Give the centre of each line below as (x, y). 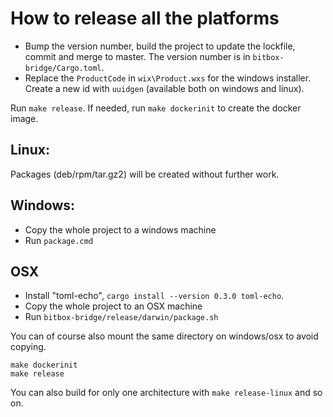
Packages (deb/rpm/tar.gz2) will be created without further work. (145, 174)
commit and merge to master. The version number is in (137, 56)
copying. (28, 347)
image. (24, 118)
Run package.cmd (59, 240)
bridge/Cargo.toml (63, 68)
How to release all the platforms (145, 18)
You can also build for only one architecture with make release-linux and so (166, 393)
